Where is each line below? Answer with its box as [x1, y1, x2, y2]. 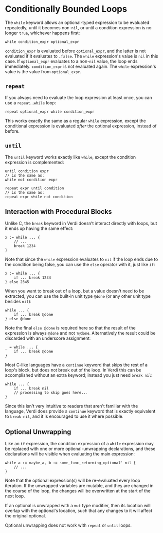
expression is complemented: [5, 159, 64, 165]
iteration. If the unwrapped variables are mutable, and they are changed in [5, 483, 154, 489]
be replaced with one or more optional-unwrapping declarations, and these [5, 446, 156, 452]
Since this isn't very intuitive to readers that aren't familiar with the [5, 403, 138, 409]
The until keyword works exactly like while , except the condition [5, 154, 136, 160]
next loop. [5, 493, 25, 499]
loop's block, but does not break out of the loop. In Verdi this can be [5, 367, 142, 373]
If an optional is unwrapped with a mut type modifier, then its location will [5, 503, 151, 509]
